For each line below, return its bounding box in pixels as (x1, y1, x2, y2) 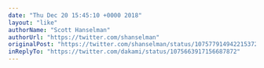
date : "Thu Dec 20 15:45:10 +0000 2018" (8, 11, 143, 20)
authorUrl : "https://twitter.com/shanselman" (8, 33, 159, 41)
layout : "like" (8, 19, 58, 27)
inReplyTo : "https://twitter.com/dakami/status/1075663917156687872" (8, 48, 241, 55)
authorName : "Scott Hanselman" (8, 26, 111, 34)
